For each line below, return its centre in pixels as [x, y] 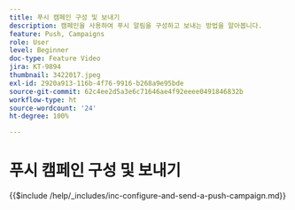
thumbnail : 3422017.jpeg [55, 75]
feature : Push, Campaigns [57, 34]
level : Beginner [39, 51]
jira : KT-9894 [35, 67]
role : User [29, 42]
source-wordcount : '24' [53, 108]
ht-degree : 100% [39, 116]
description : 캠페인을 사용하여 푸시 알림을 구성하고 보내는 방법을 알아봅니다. [136, 26]
